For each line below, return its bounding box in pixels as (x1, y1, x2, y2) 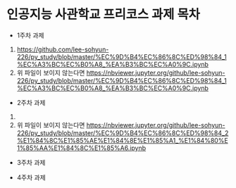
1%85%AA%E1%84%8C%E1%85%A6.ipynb (16, 144, 147, 152)
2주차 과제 (16, 98, 46, 106)
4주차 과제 (16, 173, 46, 182)
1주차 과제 (16, 31, 44, 39)
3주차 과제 (16, 158, 46, 166)
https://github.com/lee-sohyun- (16, 45, 109, 54)
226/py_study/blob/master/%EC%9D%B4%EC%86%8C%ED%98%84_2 (16, 128, 229, 137)
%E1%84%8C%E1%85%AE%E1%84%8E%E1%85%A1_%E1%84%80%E (16, 136, 228, 144)
